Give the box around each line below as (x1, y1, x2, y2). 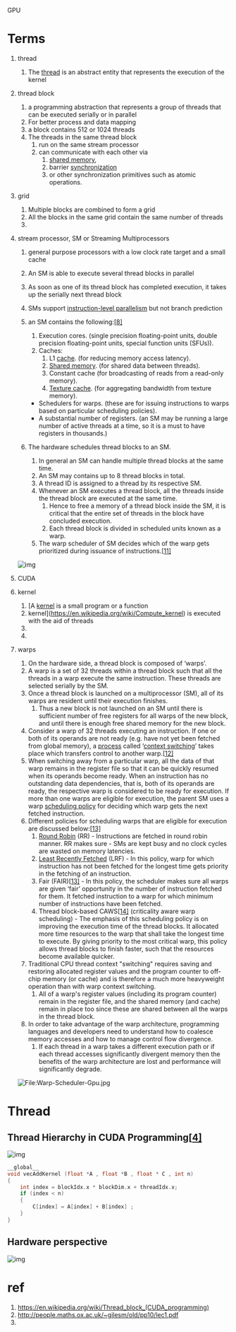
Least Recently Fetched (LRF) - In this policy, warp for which (38, 854, 214, 862)
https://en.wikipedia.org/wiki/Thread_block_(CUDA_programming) (17, 1303, 210, 1311)
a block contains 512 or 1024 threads (27, 125, 135, 134)
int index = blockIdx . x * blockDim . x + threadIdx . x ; (20, 1183, 178, 1191)
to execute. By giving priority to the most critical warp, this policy (38, 937, 228, 945)
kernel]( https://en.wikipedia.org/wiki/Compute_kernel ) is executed (27, 608, 221, 618)
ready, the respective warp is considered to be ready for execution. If (27, 787, 230, 795)
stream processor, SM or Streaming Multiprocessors (17, 233, 170, 243)
